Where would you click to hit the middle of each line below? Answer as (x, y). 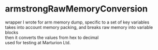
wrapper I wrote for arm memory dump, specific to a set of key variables (77, 22)
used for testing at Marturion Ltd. (38, 42)
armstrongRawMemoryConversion (76, 9)
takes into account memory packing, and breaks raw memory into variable (79, 27)
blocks (12, 32)
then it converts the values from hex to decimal (52, 37)
